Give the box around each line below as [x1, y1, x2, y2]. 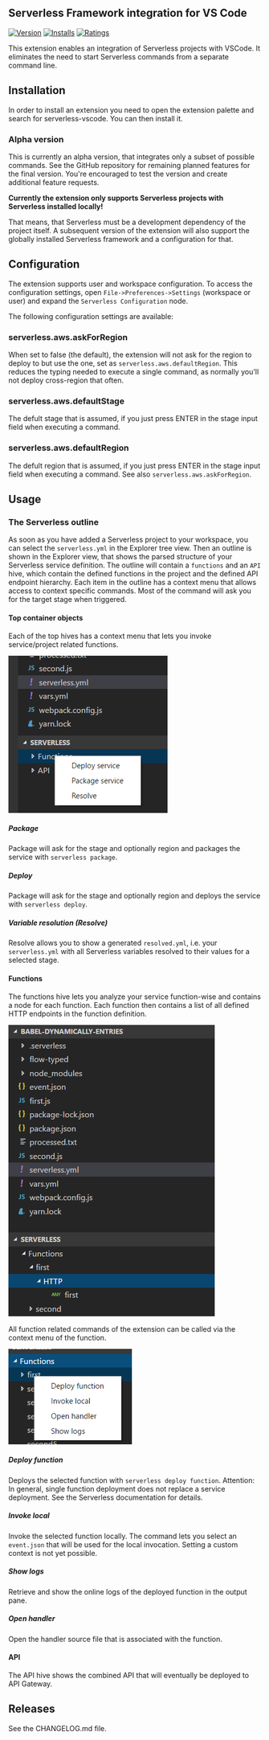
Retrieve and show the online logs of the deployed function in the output [8, 1586, 247, 1596]
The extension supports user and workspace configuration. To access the [8, 279, 253, 289]
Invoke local [8, 1511, 50, 1521]
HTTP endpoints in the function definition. [8, 1009, 147, 1018]
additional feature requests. [8, 177, 100, 187]
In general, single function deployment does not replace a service [8, 1484, 226, 1493]
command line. [8, 60, 58, 70]
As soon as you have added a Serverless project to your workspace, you [8, 534, 249, 545]
